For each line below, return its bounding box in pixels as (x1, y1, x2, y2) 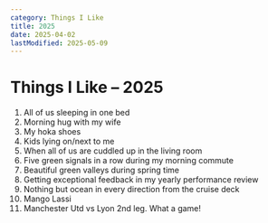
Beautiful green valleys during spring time (23, 164, 180, 176)
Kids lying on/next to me (23, 136, 115, 147)
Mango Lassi (23, 193, 72, 204)
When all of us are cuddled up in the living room (23, 145, 203, 156)
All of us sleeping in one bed (23, 107, 130, 118)
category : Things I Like (10, 13, 104, 23)
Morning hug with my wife (23, 116, 121, 127)
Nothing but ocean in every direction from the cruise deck (23, 184, 240, 195)
